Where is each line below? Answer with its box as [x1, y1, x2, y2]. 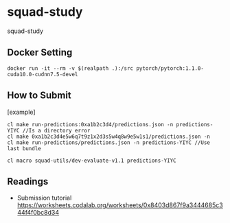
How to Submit [7, 90, 72, 102]
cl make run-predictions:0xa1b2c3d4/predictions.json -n [7, 121, 174, 128]
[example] [7, 108, 36, 116]
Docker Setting [7, 47, 73, 58]
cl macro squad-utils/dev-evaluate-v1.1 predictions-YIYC [7, 157, 176, 164]
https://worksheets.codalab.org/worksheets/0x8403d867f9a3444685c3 [16, 201, 223, 209]
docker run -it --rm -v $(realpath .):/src [7, 64, 134, 72]
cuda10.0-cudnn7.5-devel [7, 71, 78, 78]
